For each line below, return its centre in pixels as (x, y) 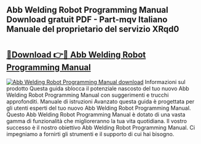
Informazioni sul (165, 82)
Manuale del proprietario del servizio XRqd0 (93, 29)
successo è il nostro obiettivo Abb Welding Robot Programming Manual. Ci (101, 127)
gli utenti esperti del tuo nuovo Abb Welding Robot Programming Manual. (99, 108)
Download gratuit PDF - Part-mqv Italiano (87, 20)
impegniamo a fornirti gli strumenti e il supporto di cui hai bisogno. (90, 134)
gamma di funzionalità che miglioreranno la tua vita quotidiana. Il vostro (97, 121)
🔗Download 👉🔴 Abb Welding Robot (76, 55)
